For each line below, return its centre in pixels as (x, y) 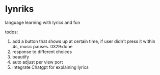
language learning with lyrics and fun (42, 22)
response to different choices (42, 52)
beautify (21, 56)
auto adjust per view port (38, 62)
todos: (12, 32)
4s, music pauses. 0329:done (42, 46)
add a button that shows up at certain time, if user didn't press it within (84, 41)
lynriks (20, 9)
